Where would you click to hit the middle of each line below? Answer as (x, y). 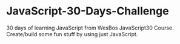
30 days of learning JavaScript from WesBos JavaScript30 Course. (90, 28)
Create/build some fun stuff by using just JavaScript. (72, 34)
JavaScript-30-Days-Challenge (88, 11)
